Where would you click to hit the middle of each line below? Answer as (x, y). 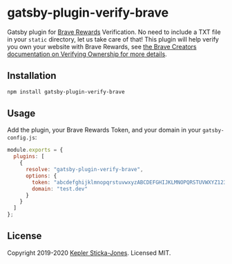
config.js (21, 138)
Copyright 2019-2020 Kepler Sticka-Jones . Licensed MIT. (89, 253)
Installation (32, 76)
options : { (41, 176)
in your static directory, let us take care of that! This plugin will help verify (113, 39)
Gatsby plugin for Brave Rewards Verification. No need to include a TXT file (114, 32)
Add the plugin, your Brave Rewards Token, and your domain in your (104, 130)
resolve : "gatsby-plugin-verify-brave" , (84, 170)
